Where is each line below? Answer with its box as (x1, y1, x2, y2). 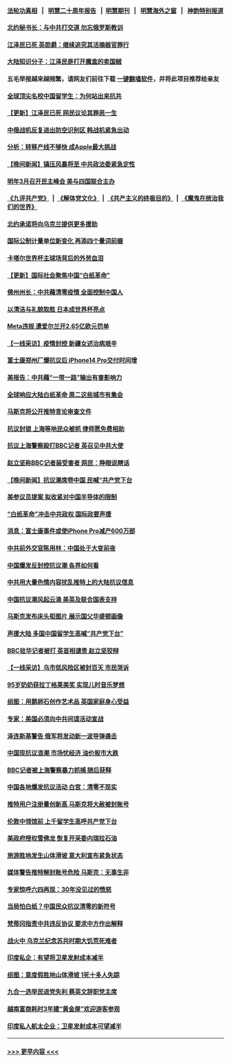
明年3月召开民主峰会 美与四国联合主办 (7, 177, 115, 186)
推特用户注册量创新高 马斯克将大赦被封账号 (7, 800, 129, 808)
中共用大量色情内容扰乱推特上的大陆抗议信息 (7, 578, 134, 586)
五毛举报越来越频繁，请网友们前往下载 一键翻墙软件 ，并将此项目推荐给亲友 (7, 74, 220, 83)
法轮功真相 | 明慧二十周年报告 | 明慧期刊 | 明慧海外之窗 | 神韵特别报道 (7, 6, 224, 14)
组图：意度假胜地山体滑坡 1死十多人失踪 (7, 970, 120, 979)
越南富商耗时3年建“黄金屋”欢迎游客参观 (7, 1005, 120, 1013)
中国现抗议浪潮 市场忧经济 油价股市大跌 (7, 749, 119, 757)
